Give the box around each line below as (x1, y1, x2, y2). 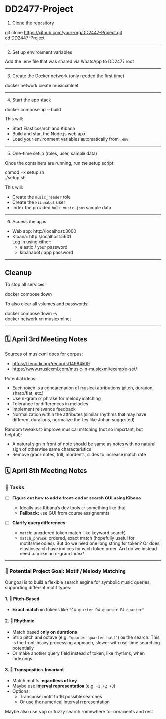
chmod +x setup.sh (5, 169, 44, 175)
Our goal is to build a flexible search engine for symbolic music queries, (5, 579, 151, 585)
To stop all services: (5, 281, 46, 287)
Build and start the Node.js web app (12, 130, 85, 137)
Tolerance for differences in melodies (12, 400, 89, 407)
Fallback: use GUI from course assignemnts (19, 510, 110, 516)
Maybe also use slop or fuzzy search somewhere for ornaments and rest (5, 709, 153, 715)
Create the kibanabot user (12, 199, 66, 205)
